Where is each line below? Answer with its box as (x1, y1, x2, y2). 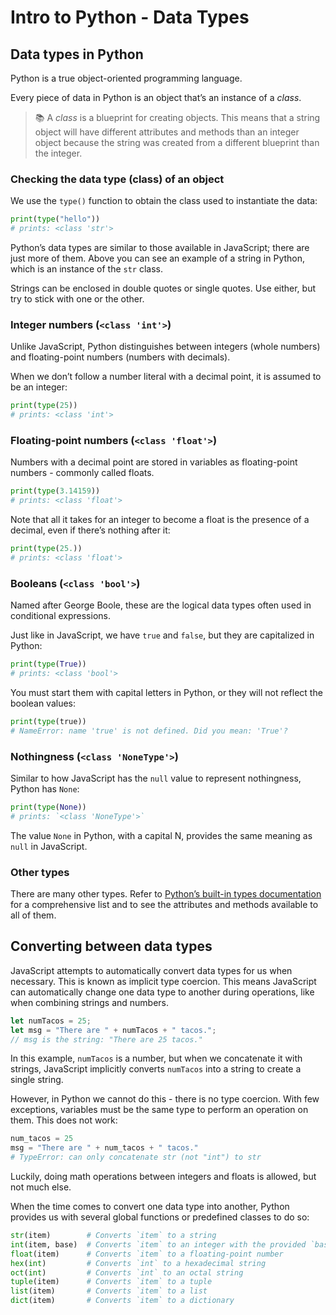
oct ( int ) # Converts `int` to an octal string (10, 1267, 244, 1278)
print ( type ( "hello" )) (10, 214, 101, 225)
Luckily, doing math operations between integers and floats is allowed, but (10, 1171, 317, 1183)
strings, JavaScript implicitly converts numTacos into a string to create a (10, 1063, 302, 1075)
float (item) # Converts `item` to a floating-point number (10, 1249, 284, 1259)
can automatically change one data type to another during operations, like (10, 986, 315, 998)
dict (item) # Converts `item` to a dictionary (10, 1296, 235, 1306)
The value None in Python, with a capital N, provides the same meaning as (10, 829, 313, 841)
